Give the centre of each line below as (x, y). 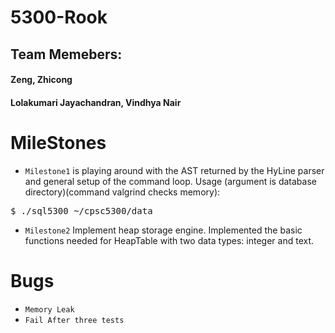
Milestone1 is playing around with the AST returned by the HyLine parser (174, 170)
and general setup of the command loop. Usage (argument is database (170, 181)
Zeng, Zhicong (41, 80)
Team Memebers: (66, 54)
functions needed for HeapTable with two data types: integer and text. (169, 240)
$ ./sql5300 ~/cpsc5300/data (81, 210)
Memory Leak (49, 309)
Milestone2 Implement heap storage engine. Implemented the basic (163, 230)
